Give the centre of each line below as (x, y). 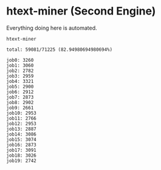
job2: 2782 (20, 71)
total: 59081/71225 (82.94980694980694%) (60, 50)
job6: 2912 (20, 92)
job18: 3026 (21, 155)
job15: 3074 (21, 139)
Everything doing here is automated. (52, 28)
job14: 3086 (21, 134)
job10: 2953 (21, 113)
